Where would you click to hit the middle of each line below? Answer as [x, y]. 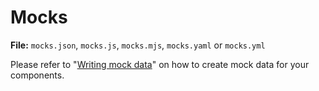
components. [37, 75]
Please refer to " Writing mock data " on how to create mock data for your [160, 64]
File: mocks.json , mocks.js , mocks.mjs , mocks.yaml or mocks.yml [138, 45]
